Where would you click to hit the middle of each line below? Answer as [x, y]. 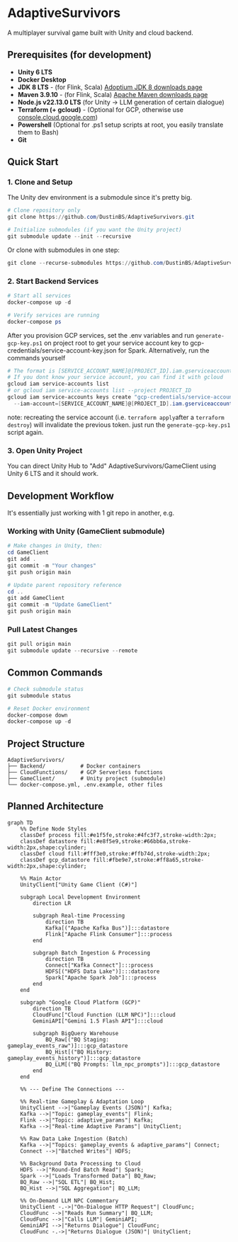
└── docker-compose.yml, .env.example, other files [85, 785]
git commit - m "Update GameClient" [60, 605]
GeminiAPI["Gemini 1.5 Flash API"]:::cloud [98, 1021]
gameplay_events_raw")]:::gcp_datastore [68, 1046]
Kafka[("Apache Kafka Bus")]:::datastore [107, 928]
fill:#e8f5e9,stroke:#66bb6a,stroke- [136, 841]
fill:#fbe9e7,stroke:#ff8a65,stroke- [148, 860]
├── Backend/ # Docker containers [74, 766]
